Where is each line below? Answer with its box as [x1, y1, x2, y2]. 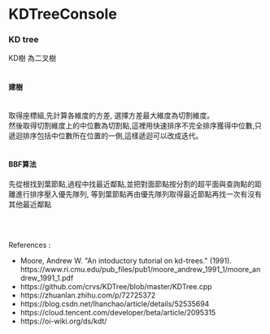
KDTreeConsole [8, 5, 118, 24]
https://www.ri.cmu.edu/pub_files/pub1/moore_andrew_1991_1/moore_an [20, 264, 261, 274]
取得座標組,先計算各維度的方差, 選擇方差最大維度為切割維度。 [8, 111, 215, 120]
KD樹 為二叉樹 [8, 54, 57, 63]
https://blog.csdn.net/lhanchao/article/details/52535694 [20, 298, 210, 309]
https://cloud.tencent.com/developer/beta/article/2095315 [20, 307, 216, 317]
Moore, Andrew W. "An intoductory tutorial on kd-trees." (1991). [20, 255, 232, 265]
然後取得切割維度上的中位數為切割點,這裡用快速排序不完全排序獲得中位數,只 [8, 120, 263, 130]
